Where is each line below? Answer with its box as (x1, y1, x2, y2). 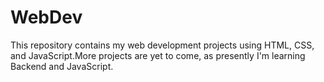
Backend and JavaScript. (10, 60, 114, 72)
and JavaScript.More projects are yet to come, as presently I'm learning (10, 49, 306, 61)
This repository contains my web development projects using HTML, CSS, (10, 39, 315, 51)
